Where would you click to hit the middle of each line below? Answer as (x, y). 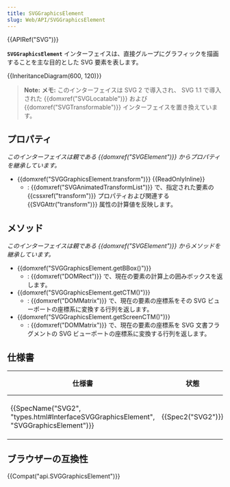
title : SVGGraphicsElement (46, 13)
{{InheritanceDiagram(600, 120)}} (54, 75)
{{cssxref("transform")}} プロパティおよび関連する (98, 196)
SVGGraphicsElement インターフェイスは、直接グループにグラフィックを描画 (113, 53)
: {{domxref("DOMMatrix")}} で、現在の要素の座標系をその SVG (117, 301)
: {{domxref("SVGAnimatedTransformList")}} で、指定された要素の (120, 187)
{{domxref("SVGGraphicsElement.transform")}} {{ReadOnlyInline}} (111, 179)
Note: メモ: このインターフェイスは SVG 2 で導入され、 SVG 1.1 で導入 (123, 90)
